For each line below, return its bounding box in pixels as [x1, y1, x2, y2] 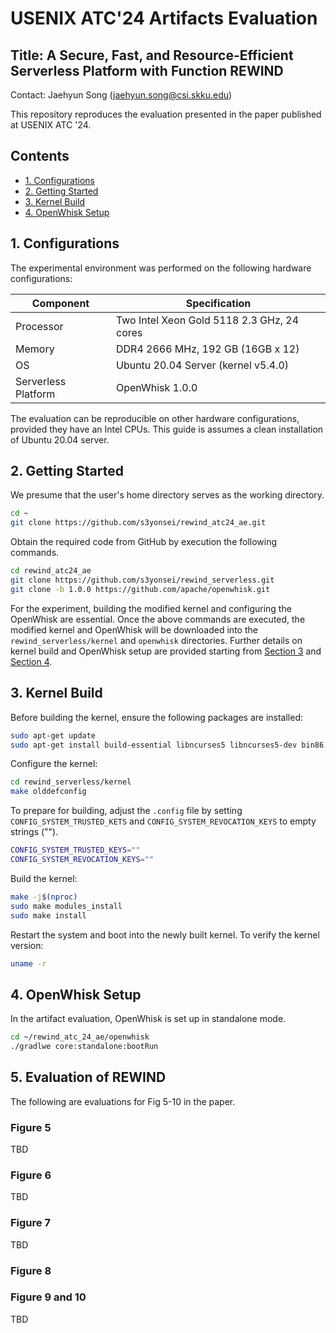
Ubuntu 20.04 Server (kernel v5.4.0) [115, 358, 290, 372]
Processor [15, 319, 64, 333]
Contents [10, 148, 70, 165]
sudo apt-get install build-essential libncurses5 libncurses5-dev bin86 [10, 740, 325, 750]
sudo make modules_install [10, 901, 123, 911]
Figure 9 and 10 [10, 1290, 87, 1304]
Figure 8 [10, 1263, 52, 1277]
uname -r [10, 958, 47, 969]
